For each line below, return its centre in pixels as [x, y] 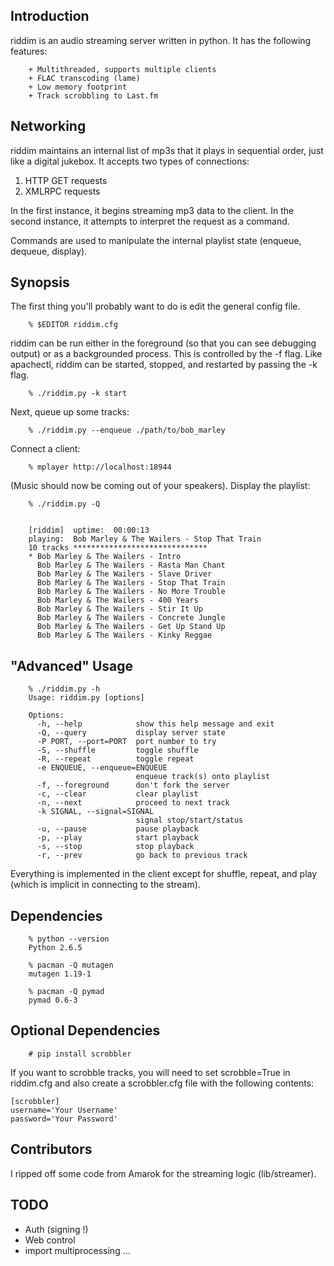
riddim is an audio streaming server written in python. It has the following [161, 40]
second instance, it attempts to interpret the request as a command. [150, 221]
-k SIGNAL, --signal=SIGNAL [95, 812]
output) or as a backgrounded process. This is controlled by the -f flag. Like [166, 354]
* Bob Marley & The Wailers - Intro [105, 557]
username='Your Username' [64, 1110]
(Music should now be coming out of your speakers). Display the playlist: [160, 486]
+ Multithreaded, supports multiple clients [122, 69]
